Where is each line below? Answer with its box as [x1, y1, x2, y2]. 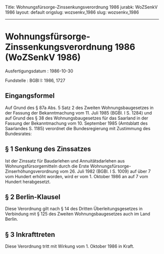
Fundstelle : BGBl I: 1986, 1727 [5, 77, 65, 83]
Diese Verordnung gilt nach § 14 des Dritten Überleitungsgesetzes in [5, 206, 143, 212]
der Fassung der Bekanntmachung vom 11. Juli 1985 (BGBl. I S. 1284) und [5, 110, 152, 115]
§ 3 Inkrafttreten [5, 230, 55, 239]
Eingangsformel [5, 92, 55, 100]
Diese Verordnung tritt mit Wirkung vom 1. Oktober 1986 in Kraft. [5, 243, 134, 249]
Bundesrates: [5, 131, 32, 137]
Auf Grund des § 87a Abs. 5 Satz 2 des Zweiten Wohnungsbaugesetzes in [5, 105, 154, 111]
